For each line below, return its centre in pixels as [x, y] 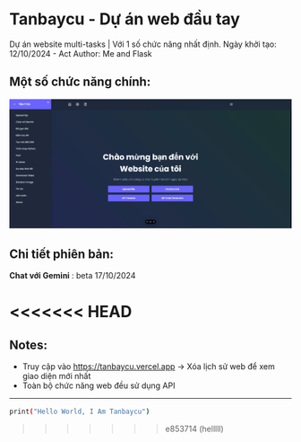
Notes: [28, 345]
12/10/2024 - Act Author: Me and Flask [81, 53]
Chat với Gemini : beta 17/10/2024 [73, 276]
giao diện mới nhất [56, 376]
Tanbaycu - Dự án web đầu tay [125, 19]
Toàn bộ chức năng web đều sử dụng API [99, 385]
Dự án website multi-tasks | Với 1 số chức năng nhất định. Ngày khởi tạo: [143, 44]
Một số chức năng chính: [80, 82]
